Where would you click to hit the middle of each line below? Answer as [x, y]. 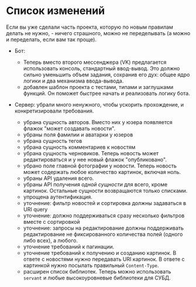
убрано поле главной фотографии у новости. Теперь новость [100, 166]
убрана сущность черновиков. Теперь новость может [91, 153]
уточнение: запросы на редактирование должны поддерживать [104, 228]
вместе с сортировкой [51, 221]
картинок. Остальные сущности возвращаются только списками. [105, 190]
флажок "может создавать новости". [69, 128]
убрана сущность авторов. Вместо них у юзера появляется [98, 122]
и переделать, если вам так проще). [51, 39]
